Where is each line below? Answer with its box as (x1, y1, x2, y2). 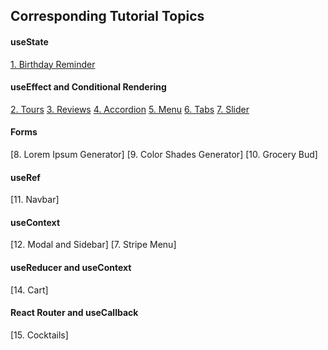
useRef (10, 171, 41, 183)
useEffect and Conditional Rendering (10, 81, 167, 93)
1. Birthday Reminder (10, 58, 96, 70)
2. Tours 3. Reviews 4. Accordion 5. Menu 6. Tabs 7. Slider (10, 103, 250, 115)
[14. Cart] (10, 284, 49, 296)
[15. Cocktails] (10, 329, 69, 341)
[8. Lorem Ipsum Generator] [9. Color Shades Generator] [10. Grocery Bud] (10, 149, 318, 160)
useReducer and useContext (10, 262, 132, 273)
